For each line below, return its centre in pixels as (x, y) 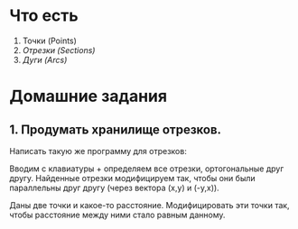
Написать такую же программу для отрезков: (98, 151)
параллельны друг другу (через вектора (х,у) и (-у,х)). (114, 188)
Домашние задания (88, 96)
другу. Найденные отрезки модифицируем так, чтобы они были (132, 178)
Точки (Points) (49, 41)
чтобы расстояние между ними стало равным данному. (117, 215)
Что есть (44, 16)
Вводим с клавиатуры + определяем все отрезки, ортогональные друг (147, 169)
